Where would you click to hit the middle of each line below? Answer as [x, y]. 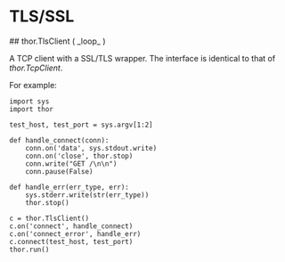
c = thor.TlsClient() [49, 218]
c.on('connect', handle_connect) [71, 226]
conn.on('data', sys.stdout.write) [91, 148]
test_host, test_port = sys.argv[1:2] [81, 125]
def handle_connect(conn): [59, 140]
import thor [31, 109]
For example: [33, 85]
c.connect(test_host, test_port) [71, 242]
